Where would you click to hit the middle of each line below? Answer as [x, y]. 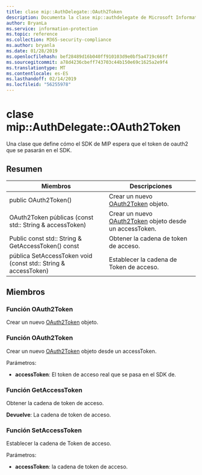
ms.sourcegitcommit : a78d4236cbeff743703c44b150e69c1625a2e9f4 [87, 62]
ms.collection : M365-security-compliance [59, 40]
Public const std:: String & [46, 238]
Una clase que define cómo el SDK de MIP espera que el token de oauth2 [97, 144]
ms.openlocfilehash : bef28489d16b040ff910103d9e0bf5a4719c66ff [87, 57]
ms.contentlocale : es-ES [37, 73]
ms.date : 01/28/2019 [32, 51]
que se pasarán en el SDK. [39, 150]
